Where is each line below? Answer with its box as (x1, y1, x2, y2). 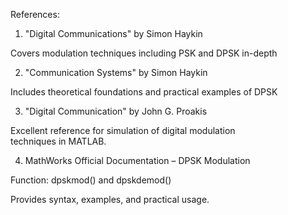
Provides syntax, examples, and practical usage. (10, 194, 210, 205)
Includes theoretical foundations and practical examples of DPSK (10, 86, 278, 98)
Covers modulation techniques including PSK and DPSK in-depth (10, 47, 278, 59)
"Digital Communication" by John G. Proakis (24, 105, 208, 117)
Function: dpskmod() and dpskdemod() (10, 174, 172, 186)
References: (10, 9, 60, 20)
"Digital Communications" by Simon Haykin (24, 28, 203, 39)
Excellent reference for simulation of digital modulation (10, 125, 236, 136)
